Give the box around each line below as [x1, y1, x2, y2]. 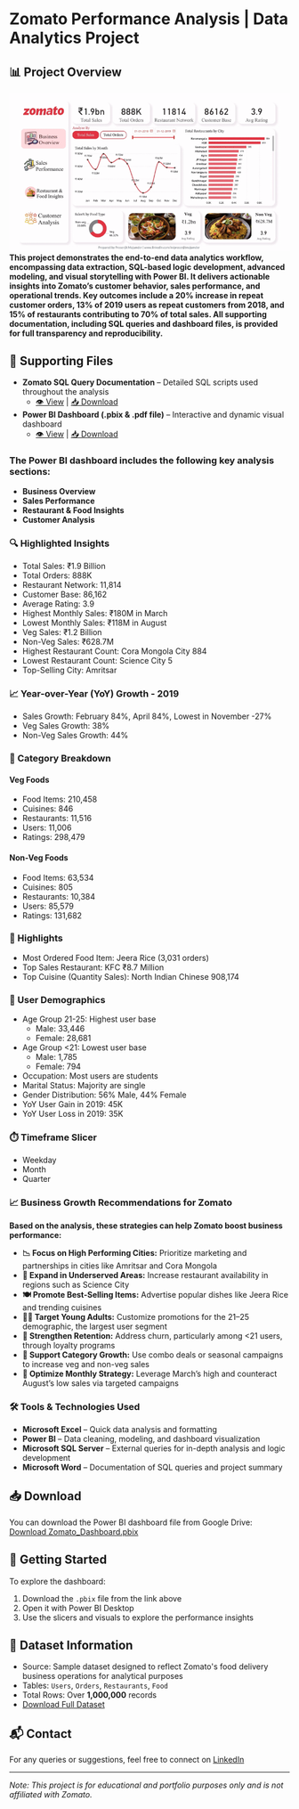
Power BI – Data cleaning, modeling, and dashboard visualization [21, 1434, 261, 1445]
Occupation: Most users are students [21, 1071, 158, 1081]
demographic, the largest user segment [21, 1321, 167, 1332]
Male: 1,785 [35, 1052, 77, 1063]
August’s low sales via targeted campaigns [21, 1377, 180, 1389]
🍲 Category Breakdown [9, 753, 111, 765]
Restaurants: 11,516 [21, 813, 93, 824]
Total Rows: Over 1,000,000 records [21, 1690, 158, 1700]
